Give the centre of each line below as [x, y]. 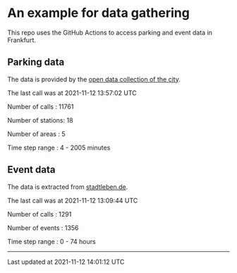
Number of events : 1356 [43, 228]
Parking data [36, 62]
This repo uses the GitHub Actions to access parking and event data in [110, 32]
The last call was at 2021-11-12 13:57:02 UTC [72, 92]
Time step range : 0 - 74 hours [52, 241]
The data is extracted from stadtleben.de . [68, 187]
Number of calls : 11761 [41, 107]
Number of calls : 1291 [39, 214]
